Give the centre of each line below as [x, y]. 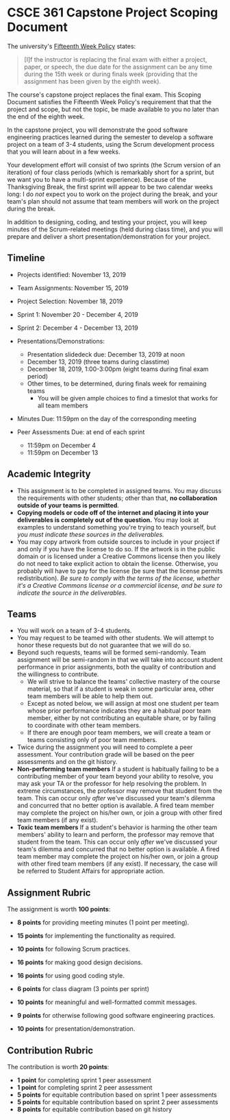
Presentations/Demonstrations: [61, 341]
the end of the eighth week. [46, 116]
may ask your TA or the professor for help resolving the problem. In [112, 784]
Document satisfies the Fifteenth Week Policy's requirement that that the [110, 102]
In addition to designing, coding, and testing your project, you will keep [107, 222]
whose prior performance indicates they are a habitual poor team [119, 711]
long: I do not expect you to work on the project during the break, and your [112, 194]
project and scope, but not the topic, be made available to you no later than [113, 109]
